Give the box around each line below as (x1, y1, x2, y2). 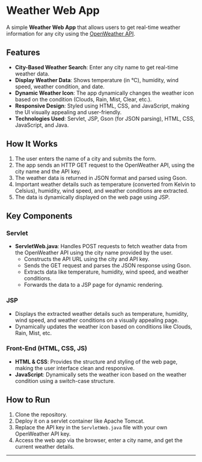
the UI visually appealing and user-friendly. (14, 108, 122, 115)
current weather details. (14, 443, 75, 450)
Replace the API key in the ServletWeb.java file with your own (14, 423, 167, 431)
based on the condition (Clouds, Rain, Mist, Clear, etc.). (14, 95, 152, 103)
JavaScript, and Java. (14, 121, 69, 129)
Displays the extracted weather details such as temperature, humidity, (14, 310, 189, 317)
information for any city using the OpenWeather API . (6, 30, 135, 37)
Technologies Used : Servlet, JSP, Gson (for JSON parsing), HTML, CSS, (14, 115, 195, 122)
